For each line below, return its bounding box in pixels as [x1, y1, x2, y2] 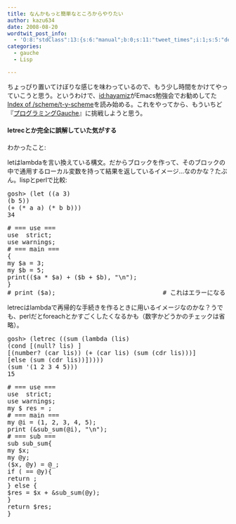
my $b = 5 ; [7, 266, 45, 274]
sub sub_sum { [7, 439, 53, 447]
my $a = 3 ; [7, 259, 45, 267]
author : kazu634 [7, 17, 55, 24]
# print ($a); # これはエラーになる [7, 288, 226, 296]
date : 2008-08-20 [7, 23, 58, 30]
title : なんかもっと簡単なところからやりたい [7, 10, 124, 18]
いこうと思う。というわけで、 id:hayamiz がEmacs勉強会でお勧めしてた [13, 91, 218, 99]
